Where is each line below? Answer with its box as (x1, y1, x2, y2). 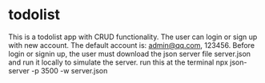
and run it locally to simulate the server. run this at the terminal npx (8, 57, 228, 67)
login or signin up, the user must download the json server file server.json (8, 49, 251, 58)
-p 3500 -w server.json (31, 65, 108, 75)
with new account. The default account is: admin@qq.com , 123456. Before (8, 40, 255, 49)
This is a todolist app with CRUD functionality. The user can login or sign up (8, 32, 258, 41)
